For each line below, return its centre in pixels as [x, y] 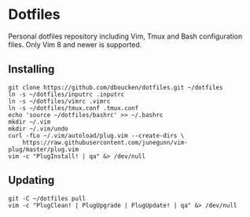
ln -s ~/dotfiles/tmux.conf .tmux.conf [74, 108]
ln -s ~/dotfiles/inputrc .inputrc [66, 94]
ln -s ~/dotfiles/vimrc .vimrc [59, 101]
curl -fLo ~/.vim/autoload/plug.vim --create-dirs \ [96, 135]
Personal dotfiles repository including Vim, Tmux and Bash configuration [125, 36]
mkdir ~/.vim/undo [38, 129]
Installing [31, 70]
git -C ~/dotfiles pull [47, 198]
